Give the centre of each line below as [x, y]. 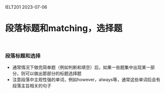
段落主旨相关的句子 [32, 86]
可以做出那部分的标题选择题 [53, 73]
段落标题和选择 [23, 56]
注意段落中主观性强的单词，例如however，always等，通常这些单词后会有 [86, 80]
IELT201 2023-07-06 [26, 7]
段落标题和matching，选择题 [64, 28]
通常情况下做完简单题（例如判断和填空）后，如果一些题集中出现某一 [81, 68]
